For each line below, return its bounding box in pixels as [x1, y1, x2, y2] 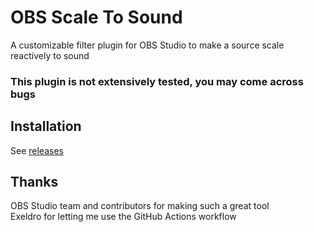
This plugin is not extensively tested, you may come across [10, 74, 304, 88]
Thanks [10, 174, 59, 191]
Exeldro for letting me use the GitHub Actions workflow [10, 211, 237, 223]
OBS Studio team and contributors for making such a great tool [10, 200, 270, 212]
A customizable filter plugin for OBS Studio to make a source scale [10, 39, 285, 51]
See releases [10, 144, 64, 156]
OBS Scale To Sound [10, 6, 183, 29]
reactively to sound [10, 49, 90, 61]
